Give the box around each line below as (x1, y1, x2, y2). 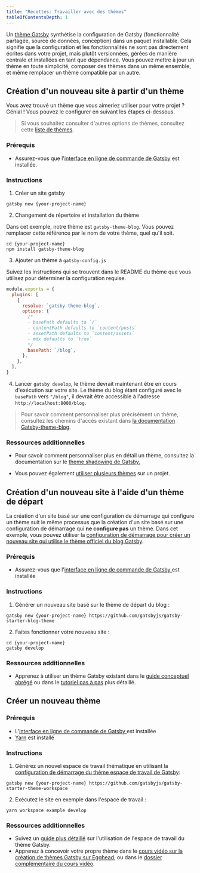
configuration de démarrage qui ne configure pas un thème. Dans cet (6, 525, 178, 532)
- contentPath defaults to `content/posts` (27, 325, 137, 331)
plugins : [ (11, 291, 39, 297)
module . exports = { (6, 286, 55, 292)
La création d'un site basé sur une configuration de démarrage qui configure (6, 512, 195, 520)
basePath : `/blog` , (27, 347, 76, 353)
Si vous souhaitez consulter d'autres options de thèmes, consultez (20, 120, 185, 127)
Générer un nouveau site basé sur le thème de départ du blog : (14, 601, 170, 608)
